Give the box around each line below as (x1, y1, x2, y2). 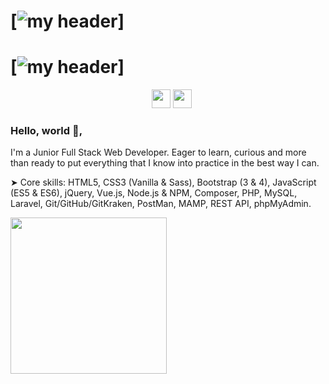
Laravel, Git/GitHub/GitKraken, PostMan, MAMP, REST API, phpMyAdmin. (10, 198, 312, 210)
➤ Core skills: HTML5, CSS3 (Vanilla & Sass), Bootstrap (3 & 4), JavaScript (10, 176, 317, 189)
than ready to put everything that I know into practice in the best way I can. (10, 157, 320, 169)
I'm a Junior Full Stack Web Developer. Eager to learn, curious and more (10, 146, 307, 159)
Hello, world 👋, (10, 124, 83, 138)
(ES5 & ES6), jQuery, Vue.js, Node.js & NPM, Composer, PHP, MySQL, (10, 187, 298, 199)
